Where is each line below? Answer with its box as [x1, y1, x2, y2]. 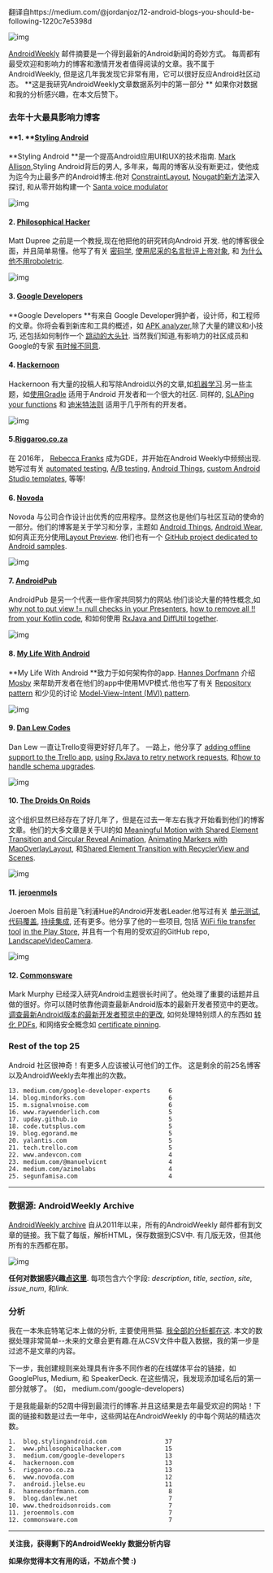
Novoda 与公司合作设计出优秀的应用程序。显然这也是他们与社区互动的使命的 [8, 512, 265, 522]
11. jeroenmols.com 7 [8, 1509, 173, 1517]
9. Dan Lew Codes [8, 723, 71, 733]
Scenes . [8, 852, 37, 862]
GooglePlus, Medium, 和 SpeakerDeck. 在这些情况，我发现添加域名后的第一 [8, 1374, 262, 1383]
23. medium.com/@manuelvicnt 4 [8, 1157, 173, 1166]
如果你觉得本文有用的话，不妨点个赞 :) [8, 1556, 136, 1566]
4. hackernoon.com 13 [8, 1459, 173, 1467]
